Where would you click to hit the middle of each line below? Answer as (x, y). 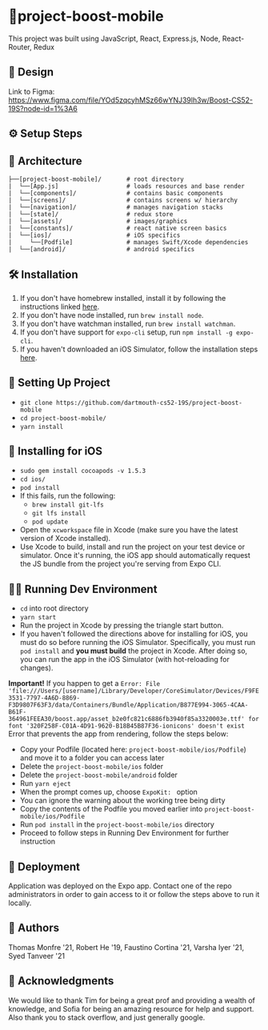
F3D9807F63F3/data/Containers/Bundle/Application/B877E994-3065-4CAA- (128, 705)
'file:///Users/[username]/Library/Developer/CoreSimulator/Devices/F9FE (134, 691)
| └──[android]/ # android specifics (102, 249)
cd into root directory (54, 608)
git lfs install (59, 514)
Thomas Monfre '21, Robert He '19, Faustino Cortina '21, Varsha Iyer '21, (126, 947)
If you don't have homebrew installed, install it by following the (123, 298)
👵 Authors (34, 928)
